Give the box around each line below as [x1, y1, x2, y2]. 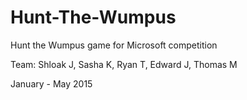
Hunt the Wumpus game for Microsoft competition [10, 39, 218, 51]
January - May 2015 [10, 77, 93, 90]
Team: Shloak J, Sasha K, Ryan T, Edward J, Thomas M [10, 58, 238, 70]
